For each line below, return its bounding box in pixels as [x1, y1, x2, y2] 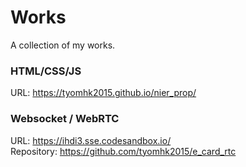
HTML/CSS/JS [10, 64, 82, 78]
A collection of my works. [10, 39, 116, 51]
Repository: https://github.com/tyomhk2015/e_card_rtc [10, 145, 237, 157]
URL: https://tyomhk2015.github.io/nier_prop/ [10, 87, 197, 99]
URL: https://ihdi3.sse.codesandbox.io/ [10, 134, 172, 146]
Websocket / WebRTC [10, 112, 120, 126]
